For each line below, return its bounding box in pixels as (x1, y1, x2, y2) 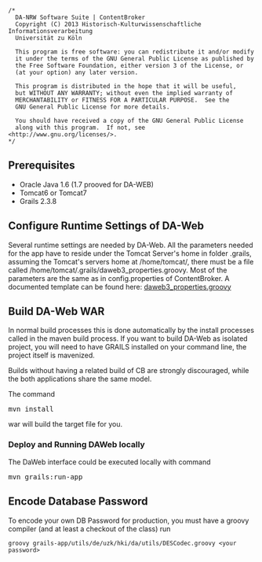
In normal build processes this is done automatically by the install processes (8, 326, 255, 335)
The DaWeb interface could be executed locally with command (8, 457, 211, 467)
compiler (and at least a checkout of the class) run (8, 523, 171, 534)
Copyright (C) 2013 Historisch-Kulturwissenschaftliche (15, 20, 202, 28)
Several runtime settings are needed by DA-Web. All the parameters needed (8, 240, 253, 250)
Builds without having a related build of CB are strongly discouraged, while (8, 366, 249, 375)
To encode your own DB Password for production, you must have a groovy (8, 516, 249, 525)
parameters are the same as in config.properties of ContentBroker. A (8, 273, 230, 283)
